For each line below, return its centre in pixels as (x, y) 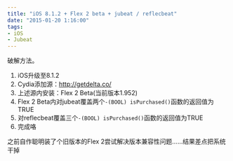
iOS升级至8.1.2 (38, 76)
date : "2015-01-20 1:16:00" (48, 20)
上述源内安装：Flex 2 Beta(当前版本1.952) (78, 93)
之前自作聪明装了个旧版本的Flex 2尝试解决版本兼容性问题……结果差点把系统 (116, 141)
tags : (15, 27)
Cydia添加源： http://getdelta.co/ (65, 84)
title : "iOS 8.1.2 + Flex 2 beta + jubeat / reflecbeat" (92, 14)
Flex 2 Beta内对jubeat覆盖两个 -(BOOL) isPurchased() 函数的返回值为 (115, 101)
